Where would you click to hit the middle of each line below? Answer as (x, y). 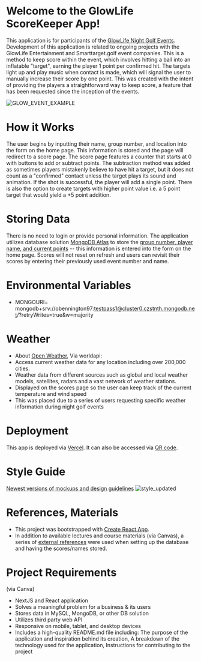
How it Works (40, 127)
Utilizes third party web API (49, 620)
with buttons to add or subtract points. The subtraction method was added (98, 163)
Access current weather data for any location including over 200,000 (100, 362)
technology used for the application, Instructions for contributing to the (103, 645)
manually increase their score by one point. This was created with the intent (100, 79)
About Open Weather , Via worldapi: (58, 356)
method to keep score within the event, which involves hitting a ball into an (98, 59)
